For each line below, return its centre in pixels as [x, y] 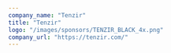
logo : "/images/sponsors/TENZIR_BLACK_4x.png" [86, 30]
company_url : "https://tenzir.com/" [68, 37]
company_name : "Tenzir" [47, 15]
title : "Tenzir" [35, 23]
